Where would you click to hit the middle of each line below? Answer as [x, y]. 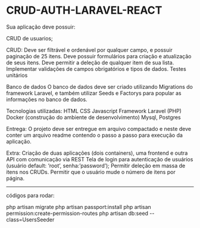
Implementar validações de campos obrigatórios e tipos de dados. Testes [96, 68]
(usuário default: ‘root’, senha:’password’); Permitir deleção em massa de [96, 165]
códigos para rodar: [30, 195]
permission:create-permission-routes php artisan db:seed [77, 213]
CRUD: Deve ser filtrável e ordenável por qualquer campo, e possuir [89, 50]
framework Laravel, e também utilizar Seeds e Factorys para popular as [94, 93]
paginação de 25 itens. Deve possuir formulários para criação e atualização [99, 56]
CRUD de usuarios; [29, 38]
